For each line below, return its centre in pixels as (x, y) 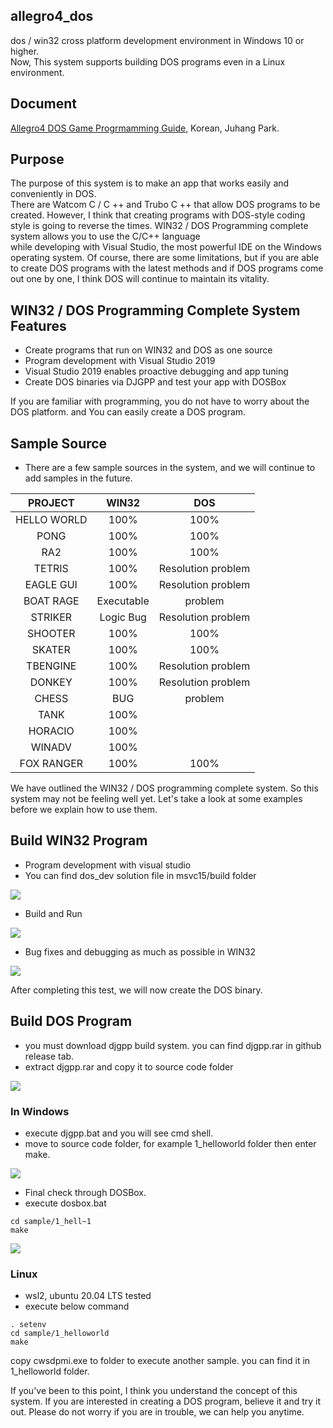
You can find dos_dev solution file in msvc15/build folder (140, 875)
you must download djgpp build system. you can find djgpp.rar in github (173, 1045)
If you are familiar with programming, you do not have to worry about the (160, 401)
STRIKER (51, 617)
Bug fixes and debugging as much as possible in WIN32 (140, 951)
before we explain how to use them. (84, 810)
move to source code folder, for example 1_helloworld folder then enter (170, 1143)
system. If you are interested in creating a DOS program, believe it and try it (166, 1401)
